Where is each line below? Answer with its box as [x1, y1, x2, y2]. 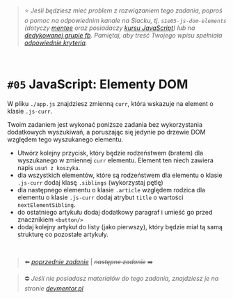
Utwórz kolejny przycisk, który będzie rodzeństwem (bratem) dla [17, 148, 204, 157]
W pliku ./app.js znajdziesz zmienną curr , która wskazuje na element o [7, 99, 214, 107]
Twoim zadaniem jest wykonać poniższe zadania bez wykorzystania [7, 120, 203, 128]
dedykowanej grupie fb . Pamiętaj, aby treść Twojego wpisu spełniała [24, 31, 223, 39]
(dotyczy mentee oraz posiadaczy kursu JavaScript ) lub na [24, 24, 195, 32]
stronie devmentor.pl [24, 284, 83, 292]
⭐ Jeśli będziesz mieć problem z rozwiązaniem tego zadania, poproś [24, 6, 223, 15]
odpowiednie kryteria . [24, 38, 88, 47]
